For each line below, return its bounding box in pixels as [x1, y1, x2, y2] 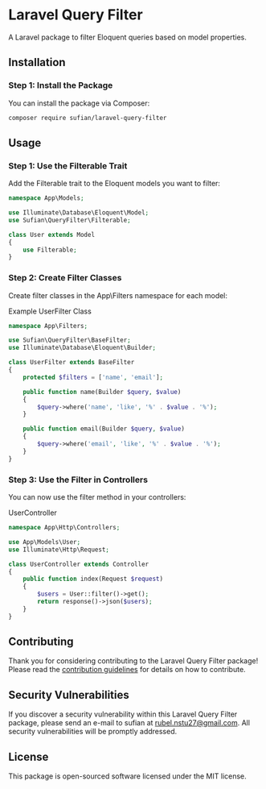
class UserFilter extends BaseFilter [8, 359, 135, 367]
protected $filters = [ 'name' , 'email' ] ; [23, 373, 163, 381]
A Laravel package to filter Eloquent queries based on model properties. [8, 32, 247, 42]
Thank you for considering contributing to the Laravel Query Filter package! [8, 656, 259, 666]
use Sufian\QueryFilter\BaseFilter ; [8, 336, 131, 344]
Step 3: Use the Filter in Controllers [8, 474, 149, 485]
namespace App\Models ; [8, 194, 84, 202]
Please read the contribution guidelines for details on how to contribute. [8, 665, 247, 675]
